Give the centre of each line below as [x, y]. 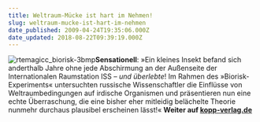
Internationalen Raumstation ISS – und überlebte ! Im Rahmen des [113, 76]
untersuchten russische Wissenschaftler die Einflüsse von [149, 85]
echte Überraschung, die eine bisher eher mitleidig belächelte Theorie [122, 102]
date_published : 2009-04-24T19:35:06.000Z [79, 30]
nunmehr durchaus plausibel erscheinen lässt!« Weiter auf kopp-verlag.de [130, 110]
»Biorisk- [235, 76]
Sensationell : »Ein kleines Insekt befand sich [168, 60]
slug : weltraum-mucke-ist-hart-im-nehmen [77, 23]
